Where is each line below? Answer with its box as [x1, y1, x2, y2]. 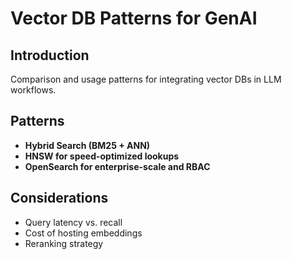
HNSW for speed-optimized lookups [24, 150, 180, 162]
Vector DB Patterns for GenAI [10, 7, 258, 30]
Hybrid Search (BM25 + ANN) [24, 139, 151, 151]
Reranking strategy [24, 237, 104, 249]
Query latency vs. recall [24, 216, 123, 228]
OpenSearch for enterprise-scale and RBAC [24, 160, 211, 172]
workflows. [10, 84, 57, 96]
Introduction [10, 47, 90, 64]
